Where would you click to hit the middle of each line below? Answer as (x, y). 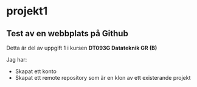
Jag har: (17, 60)
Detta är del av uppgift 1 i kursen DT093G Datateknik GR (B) (82, 48)
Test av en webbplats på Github (67, 34)
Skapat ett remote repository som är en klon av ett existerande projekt (103, 78)
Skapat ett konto (36, 71)
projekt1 (27, 11)
